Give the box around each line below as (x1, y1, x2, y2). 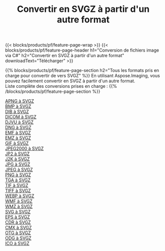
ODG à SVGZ (5, 235, 32, 241)
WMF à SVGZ (5, 198, 33, 204)
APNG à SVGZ (5, 98, 34, 104)
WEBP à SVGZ (5, 193, 35, 199)
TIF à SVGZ (5, 183, 29, 188)
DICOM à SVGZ (5, 114, 37, 120)
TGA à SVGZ (5, 177, 31, 183)
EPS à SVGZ (5, 214, 30, 220)
